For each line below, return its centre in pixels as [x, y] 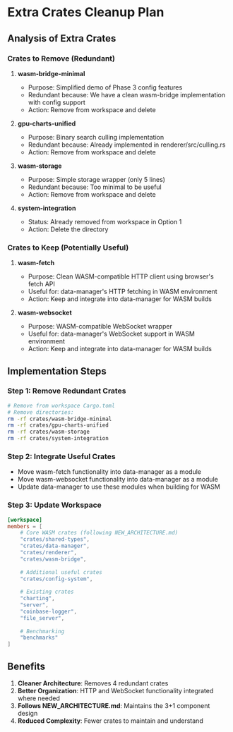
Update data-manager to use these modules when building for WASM [119, 487]
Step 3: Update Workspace [55, 505]
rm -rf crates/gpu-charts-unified [58, 425]
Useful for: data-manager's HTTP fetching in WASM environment [123, 292]
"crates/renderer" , [49, 553]
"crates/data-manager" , [55, 546]
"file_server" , [42, 618]
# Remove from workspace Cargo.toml [61, 405]
